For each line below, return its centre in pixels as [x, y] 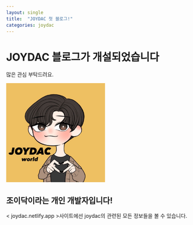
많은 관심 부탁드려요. [30, 75]
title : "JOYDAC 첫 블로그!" [39, 19]
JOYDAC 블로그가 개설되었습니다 [83, 57]
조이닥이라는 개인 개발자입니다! [59, 200]
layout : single [25, 12]
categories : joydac [30, 25]
